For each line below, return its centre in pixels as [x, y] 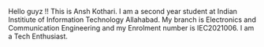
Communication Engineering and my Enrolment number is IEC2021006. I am [131, 28]
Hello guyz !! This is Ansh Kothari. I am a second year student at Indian [123, 11]
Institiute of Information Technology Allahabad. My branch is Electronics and [132, 20]
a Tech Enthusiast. [38, 36]
